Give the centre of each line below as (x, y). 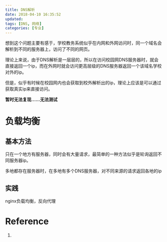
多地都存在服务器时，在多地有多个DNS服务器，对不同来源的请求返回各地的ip (83, 171)
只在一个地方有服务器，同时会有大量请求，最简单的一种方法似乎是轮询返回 (81, 154)
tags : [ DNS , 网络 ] (23, 24)
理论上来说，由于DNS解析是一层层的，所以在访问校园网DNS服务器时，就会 (82, 60)
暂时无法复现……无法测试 (32, 99)
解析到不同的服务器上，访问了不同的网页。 (49, 49)
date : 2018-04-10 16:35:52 (33, 14)
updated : (14, 19)
